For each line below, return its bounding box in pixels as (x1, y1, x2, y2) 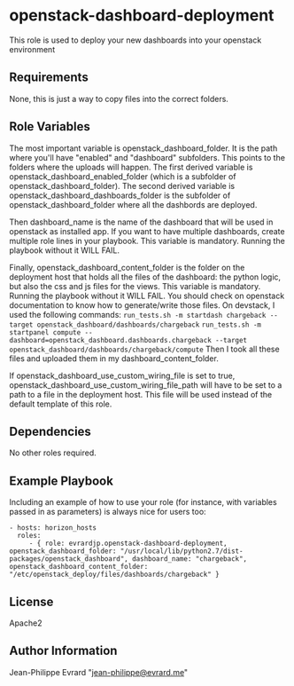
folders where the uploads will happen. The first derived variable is (9, 162, 253, 172)
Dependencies (9, 423, 91, 439)
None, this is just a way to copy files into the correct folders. (9, 93, 228, 104)
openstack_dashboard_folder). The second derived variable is (9, 180, 236, 191)
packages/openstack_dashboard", (9, 555, 128, 564)
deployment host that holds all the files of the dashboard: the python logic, (9, 272, 282, 282)
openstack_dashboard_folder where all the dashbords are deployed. (9, 199, 258, 209)
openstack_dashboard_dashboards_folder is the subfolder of (9, 190, 231, 201)
